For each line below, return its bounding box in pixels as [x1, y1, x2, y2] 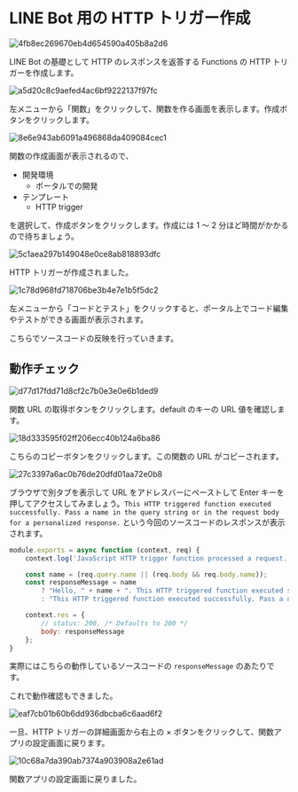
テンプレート [21, 192, 69, 202]
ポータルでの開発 [35, 180, 98, 191]
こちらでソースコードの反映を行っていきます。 [9, 333, 179, 343]
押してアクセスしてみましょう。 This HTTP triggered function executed [9, 498, 272, 508]
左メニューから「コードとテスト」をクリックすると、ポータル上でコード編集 [9, 302, 289, 313]
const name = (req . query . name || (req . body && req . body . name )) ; [25, 569, 268, 579]
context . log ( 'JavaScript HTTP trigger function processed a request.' [25, 553, 292, 563]
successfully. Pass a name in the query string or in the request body [9, 507, 279, 517]
